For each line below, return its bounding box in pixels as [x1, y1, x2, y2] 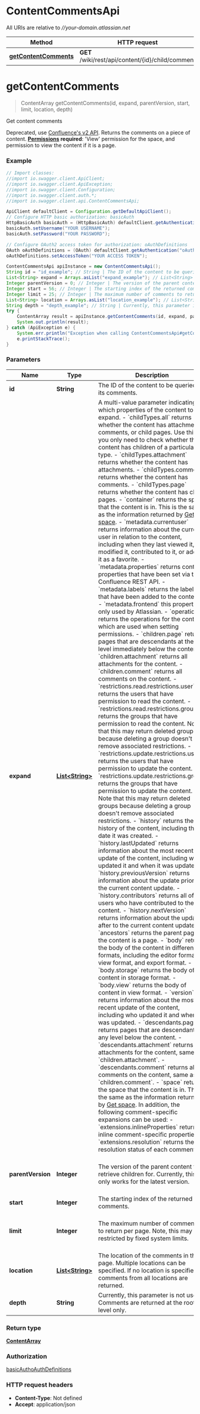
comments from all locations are [98, 1274, 188, 1282]
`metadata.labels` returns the [98, 584, 179, 593]
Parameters [6, 356, 40, 364]
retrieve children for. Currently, [98, 1170, 185, 1178]
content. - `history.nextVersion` [98, 906, 186, 914]
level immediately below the [98, 644, 176, 653]
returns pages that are [98, 1026, 161, 1034]
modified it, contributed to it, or [98, 547, 185, 556]
